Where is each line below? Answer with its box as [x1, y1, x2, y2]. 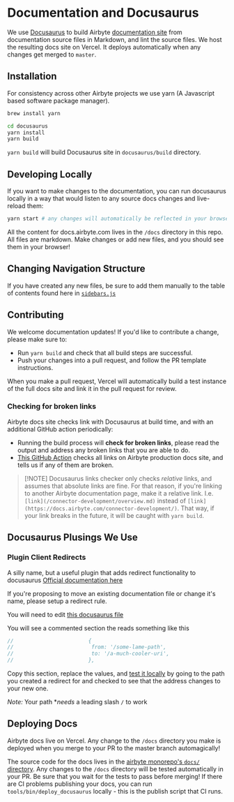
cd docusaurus [7, 122, 49, 130]
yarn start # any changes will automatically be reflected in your [7, 215, 208, 223]
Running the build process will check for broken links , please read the [17, 438, 219, 447]
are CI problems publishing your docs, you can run [7, 780, 153, 788]
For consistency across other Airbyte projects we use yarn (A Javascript [7, 89, 214, 97]
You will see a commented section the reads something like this [7, 623, 189, 632]
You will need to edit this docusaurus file [7, 610, 124, 618]
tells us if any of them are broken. [17, 461, 114, 469]
